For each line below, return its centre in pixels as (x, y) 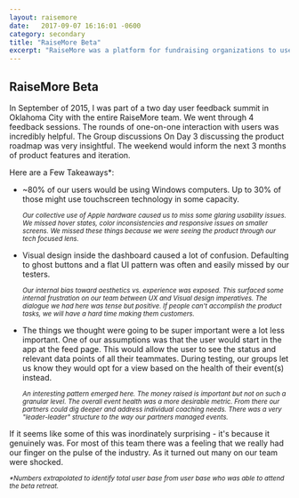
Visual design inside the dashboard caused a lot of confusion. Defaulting (155, 255)
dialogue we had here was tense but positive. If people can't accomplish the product (152, 306)
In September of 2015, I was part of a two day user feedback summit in (139, 108)
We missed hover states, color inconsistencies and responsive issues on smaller (145, 223)
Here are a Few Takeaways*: (62, 172)
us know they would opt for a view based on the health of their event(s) (153, 368)
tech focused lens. (50, 238)
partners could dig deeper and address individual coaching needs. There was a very (152, 409)
